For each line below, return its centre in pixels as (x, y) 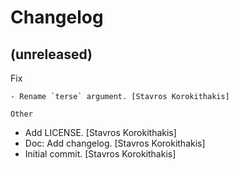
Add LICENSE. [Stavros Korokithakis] (100, 132)
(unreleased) (51, 54)
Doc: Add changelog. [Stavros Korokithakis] (115, 143)
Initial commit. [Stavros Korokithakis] (100, 154)
